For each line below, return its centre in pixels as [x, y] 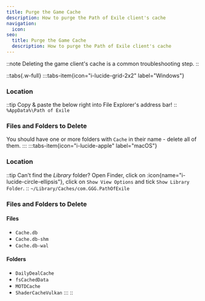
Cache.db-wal [32, 246]
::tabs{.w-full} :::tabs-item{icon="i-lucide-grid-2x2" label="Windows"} [95, 75]
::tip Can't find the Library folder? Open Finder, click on [76, 175]
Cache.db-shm [32, 239]
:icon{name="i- [166, 175]
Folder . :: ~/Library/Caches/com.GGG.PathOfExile [68, 188]
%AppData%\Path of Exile [38, 111]
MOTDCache [28, 287]
